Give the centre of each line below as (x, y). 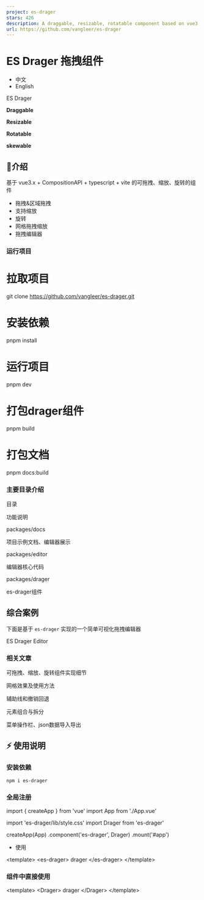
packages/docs (26, 529)
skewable (19, 146)
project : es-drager (31, 12)
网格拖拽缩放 (31, 226)
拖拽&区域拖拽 (33, 203)
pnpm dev (19, 384)
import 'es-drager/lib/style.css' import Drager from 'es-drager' (85, 823)
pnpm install (22, 340)
